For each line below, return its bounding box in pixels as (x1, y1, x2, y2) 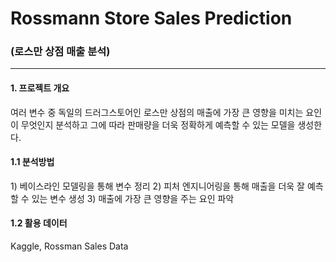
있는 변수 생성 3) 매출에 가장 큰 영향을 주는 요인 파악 (31, 192, 235, 204)
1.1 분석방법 (10, 156, 55, 168)
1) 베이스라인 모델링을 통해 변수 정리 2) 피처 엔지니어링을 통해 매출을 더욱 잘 (10, 180, 305, 192)
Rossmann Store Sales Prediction (10, 7, 293, 30)
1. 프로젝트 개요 (10, 82, 70, 94)
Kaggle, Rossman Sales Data (10, 240, 129, 252)
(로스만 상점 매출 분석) (10, 45, 111, 59)
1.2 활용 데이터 (10, 217, 68, 229)
